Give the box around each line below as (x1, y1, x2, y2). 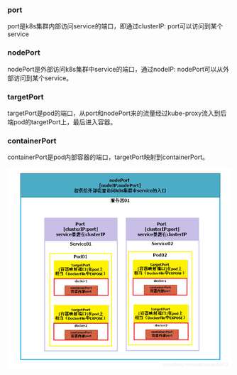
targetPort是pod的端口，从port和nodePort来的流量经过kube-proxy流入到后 (7, 109, 227, 117)
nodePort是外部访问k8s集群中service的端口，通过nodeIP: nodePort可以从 (7, 65, 224, 73)
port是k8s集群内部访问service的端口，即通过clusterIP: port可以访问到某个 (7, 22, 224, 31)
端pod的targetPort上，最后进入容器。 (7, 117, 117, 126)
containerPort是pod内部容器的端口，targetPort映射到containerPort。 (7, 153, 209, 161)
